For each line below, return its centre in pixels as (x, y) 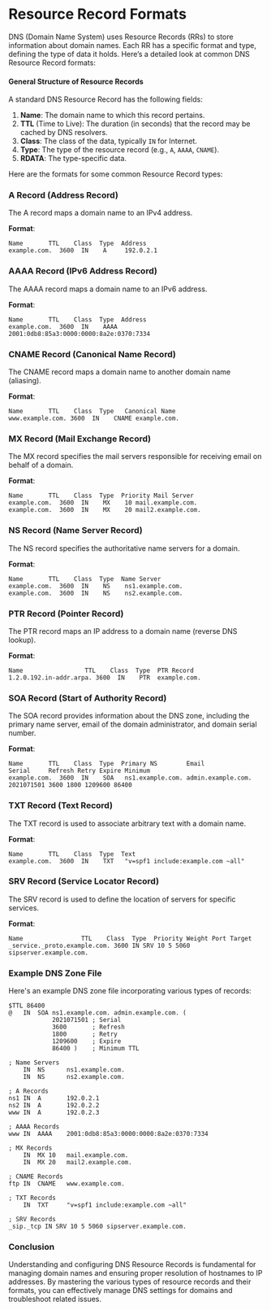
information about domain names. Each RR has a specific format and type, (133, 45)
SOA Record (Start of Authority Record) (88, 698)
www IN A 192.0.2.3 (54, 1113)
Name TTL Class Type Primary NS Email (107, 764)
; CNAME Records (36, 1177)
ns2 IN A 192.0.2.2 (54, 1106)
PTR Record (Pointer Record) (66, 614)
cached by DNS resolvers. (64, 133)
